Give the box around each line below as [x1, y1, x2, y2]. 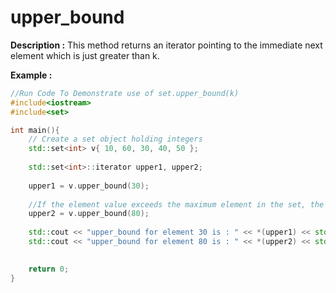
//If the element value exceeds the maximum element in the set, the [28, 199, 325, 210]
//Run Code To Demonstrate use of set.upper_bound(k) [10, 88, 240, 98]
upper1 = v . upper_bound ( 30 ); [28, 181, 150, 191]
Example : [10, 69, 53, 81]
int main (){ [10, 125, 60, 135]
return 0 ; [28, 264, 70, 274]
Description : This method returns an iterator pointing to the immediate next [10, 39, 323, 51]
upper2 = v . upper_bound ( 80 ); [28, 209, 150, 219]
